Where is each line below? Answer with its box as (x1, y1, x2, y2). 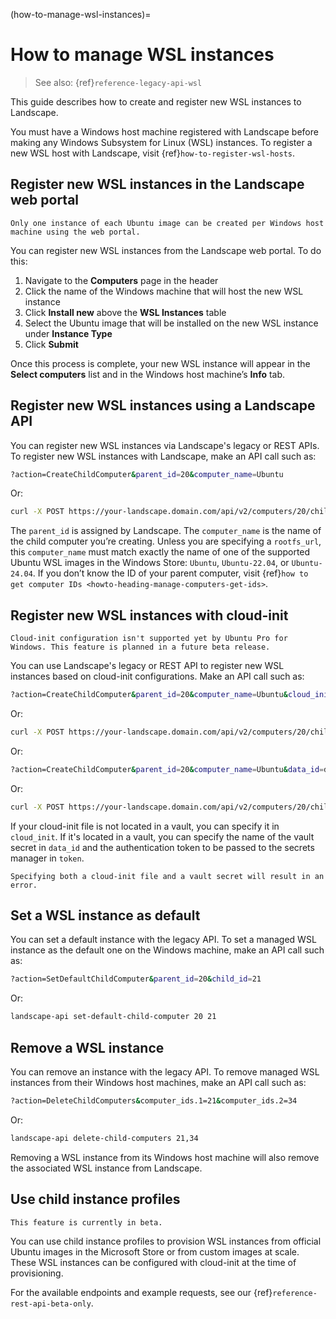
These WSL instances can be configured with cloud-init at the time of (10, 1256, 297, 1268)
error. (10, 880, 38, 890)
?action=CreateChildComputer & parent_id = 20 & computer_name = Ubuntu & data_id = (10, 764, 325, 774)
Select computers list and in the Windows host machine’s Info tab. (10, 368, 286, 380)
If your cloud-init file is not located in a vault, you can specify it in (10, 820, 280, 832)
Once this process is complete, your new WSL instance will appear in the (10, 357, 311, 369)
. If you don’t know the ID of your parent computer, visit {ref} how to (32, 567, 309, 579)
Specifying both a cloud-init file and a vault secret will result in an (10, 871, 325, 881)
